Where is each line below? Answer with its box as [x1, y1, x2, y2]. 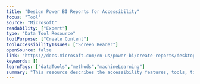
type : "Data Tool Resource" [6, 31, 76, 37]
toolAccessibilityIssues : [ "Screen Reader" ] [6, 42, 118, 48]
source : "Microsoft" [6, 20, 58, 25]
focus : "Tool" [6, 14, 42, 20]
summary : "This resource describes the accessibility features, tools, [6, 69, 187, 75]
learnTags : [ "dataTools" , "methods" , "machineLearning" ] [6, 63, 145, 70]
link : [6, 53, 20, 59]
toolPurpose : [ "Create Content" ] [6, 36, 89, 42]
